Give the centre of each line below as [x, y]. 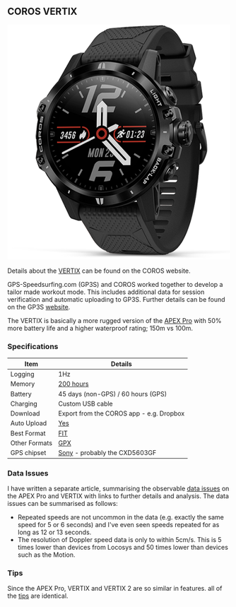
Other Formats [31, 443]
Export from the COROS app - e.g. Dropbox [122, 413]
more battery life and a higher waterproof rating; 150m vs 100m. [100, 329]
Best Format [28, 433]
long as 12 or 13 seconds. [54, 532]
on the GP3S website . [39, 307]
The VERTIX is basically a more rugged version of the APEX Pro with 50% [114, 321]
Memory [23, 384]
